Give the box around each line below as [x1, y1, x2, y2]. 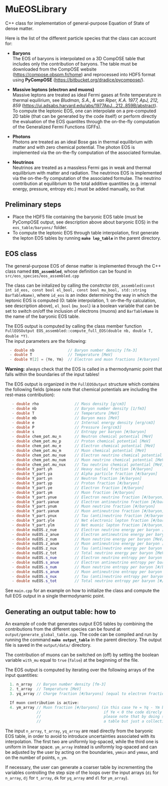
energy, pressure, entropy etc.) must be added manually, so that [12, 185, 145, 191]
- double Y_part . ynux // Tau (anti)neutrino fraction [11, 513, 142, 518]
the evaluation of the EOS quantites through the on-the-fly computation [12, 118, 160, 124]
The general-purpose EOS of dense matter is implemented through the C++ [5, 263, 161, 269]
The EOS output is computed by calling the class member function [5, 323, 142, 329]
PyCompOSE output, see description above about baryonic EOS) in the [12, 219, 158, 225]
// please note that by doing [36, 714, 160, 719]
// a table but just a [36, 719, 144, 724]
